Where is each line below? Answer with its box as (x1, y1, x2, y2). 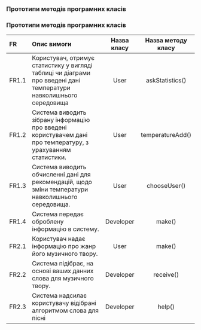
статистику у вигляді (32, 62, 93, 70)
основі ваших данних (32, 267, 94, 275)
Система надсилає (32, 292, 87, 300)
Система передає (32, 210, 84, 218)
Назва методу (145, 36, 187, 45)
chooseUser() (146, 182, 186, 190)
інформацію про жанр (32, 242, 96, 250)
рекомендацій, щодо (32, 178, 93, 187)
